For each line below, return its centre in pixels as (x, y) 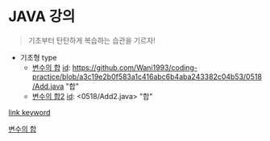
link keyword (29, 112)
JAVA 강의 (42, 17)
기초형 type (38, 57)
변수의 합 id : (51, 67)
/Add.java (48, 86)
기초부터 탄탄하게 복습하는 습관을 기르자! (91, 40)
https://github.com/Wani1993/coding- (135, 67)
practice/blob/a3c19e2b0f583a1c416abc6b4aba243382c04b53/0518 (147, 77)
